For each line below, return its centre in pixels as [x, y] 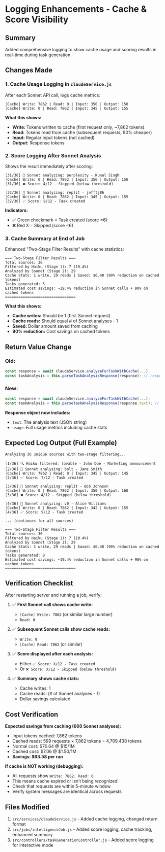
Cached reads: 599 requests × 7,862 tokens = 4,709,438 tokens [77, 741]
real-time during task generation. [39, 55]
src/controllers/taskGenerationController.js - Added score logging [83, 840]
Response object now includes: [38, 412]
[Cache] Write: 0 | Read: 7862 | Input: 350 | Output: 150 [67, 179]
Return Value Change [39, 347]
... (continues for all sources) [39, 521]
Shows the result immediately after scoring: [49, 166]
